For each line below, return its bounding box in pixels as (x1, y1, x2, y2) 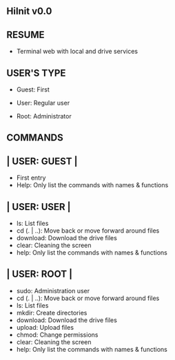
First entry (16, 173, 46, 182)
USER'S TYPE (6, 67, 66, 78)
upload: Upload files (16, 323, 74, 331)
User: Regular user (16, 99, 70, 107)
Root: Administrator (16, 112, 72, 120)
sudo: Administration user (16, 286, 90, 295)
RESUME (6, 29, 45, 41)
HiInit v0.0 (6, 6, 52, 17)
